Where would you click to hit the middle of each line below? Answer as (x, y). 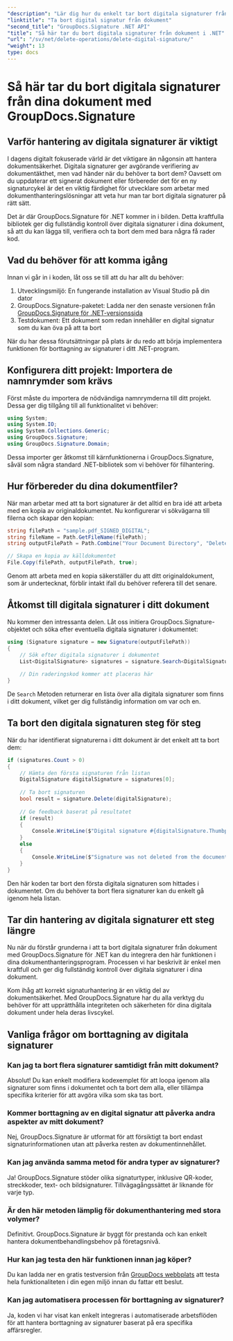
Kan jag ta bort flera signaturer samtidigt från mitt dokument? (113, 1065)
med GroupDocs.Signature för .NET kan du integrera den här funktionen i (112, 955)
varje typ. (21, 1192)
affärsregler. (25, 1330)
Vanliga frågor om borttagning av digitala (98, 1034)
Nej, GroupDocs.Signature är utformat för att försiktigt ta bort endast (105, 1137)
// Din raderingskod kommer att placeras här (87, 674)
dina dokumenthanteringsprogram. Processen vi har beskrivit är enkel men (114, 962)
